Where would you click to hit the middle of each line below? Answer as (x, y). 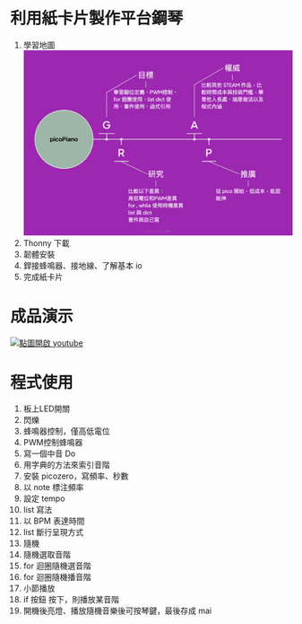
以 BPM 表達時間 (54, 521)
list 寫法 (38, 510)
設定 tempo (44, 498)
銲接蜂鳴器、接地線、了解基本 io (82, 265)
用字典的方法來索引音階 (66, 465)
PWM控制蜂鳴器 (53, 443)
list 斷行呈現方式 (53, 532)
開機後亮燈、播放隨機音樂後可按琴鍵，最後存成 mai (117, 611)
